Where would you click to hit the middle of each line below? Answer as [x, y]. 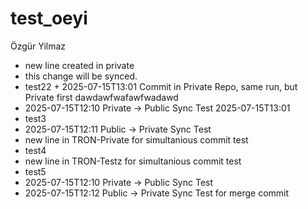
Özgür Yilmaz [38, 46]
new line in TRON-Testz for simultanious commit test [133, 161]
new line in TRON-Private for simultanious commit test [136, 139]
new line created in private [79, 65]
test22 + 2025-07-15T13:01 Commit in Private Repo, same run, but [161, 86]
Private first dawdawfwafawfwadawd [101, 97]
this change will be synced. [81, 76]
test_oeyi [49, 18]
